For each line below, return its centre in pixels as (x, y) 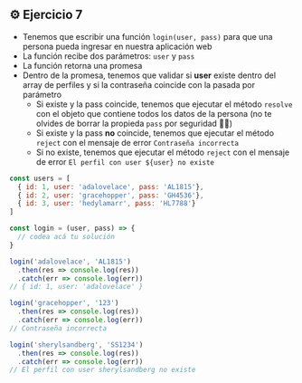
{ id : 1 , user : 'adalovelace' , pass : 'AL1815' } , (111, 187)
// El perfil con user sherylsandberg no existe (103, 370)
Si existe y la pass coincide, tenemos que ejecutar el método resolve (164, 104)
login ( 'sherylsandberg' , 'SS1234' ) (76, 345)
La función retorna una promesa (82, 65)
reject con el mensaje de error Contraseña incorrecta (137, 142)
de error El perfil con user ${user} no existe (125, 161)
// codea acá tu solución (66, 237)
